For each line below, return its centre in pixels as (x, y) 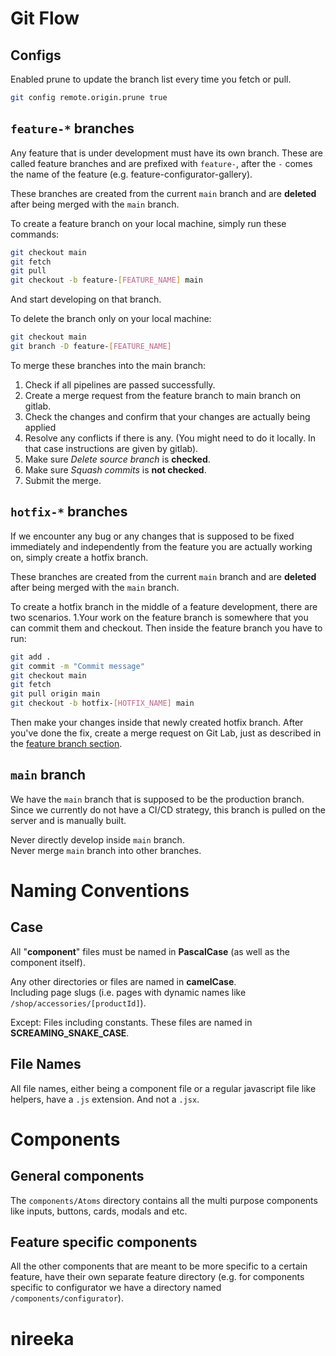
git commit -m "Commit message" (77, 666)
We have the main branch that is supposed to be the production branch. (157, 799)
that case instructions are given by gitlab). (111, 448)
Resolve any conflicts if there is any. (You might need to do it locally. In (170, 438)
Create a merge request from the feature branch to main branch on (163, 395)
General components (77, 1176)
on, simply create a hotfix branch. (79, 557)
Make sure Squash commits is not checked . (115, 469)
